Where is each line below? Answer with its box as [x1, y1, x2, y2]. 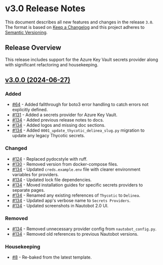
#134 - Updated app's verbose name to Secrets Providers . [12, 197, 130, 203]
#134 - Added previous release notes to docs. [12, 117, 104, 123]
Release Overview [5, 43, 62, 52]
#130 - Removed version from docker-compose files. [12, 161, 118, 167]
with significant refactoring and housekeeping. [5, 61, 99, 67]
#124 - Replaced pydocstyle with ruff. [12, 156, 88, 162]
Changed [5, 145, 28, 152]
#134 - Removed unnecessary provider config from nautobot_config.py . [12, 226, 157, 232]
